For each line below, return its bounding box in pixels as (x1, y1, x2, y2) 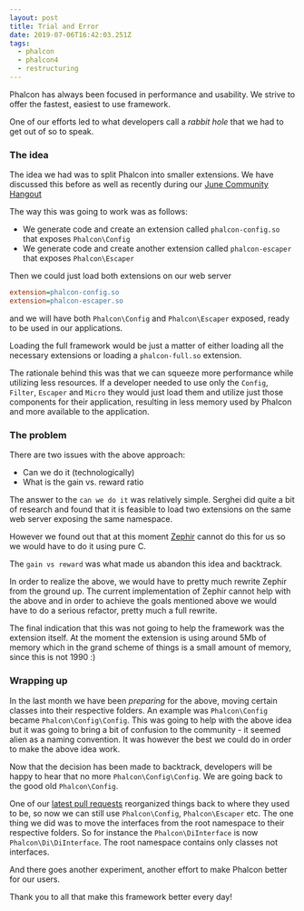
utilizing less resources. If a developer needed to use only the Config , (9, 376, 269, 387)
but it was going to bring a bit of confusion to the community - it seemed (9, 724, 281, 735)
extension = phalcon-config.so (9, 288, 120, 297)
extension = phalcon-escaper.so (9, 296, 124, 305)
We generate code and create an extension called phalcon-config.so (22, 224, 280, 235)
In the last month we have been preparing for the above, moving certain (9, 695, 279, 706)
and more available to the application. (9, 405, 150, 416)
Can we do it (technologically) (22, 467, 135, 478)
